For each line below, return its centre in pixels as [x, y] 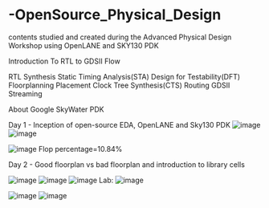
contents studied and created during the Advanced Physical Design [120, 37]
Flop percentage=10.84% [81, 149]
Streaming [25, 93]
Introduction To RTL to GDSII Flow [64, 61]
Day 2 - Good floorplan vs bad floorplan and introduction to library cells [126, 164]
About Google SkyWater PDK [56, 109]
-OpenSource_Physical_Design [115, 15]
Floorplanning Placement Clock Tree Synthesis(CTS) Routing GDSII [119, 85]
